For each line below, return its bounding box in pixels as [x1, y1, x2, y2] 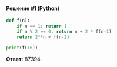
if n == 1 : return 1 [16, 24, 67, 29]
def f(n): [6, 18, 31, 24]
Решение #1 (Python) [6, 5, 60, 12]
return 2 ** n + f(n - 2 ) [16, 34, 69, 40]
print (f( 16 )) [6, 45, 38, 51]
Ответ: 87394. [6, 55, 42, 62]
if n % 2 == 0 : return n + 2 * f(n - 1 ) [16, 28, 112, 35]
